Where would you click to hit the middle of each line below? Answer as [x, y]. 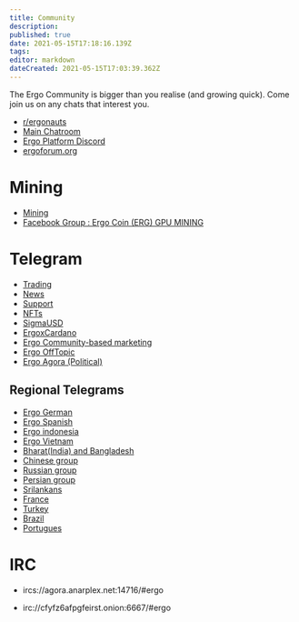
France [36, 499]
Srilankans [42, 489]
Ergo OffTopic [49, 352]
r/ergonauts [45, 121]
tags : [20, 52]
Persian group [49, 479]
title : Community [42, 18]
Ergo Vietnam [48, 441]
